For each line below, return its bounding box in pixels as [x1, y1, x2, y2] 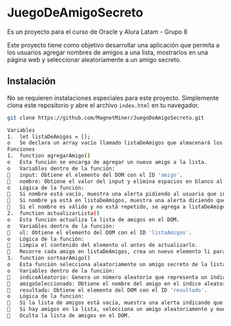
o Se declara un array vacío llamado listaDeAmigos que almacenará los [7, 140, 223, 146]
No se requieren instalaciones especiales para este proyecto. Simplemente [7, 94, 219, 102]
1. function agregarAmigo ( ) [7, 153, 91, 160]
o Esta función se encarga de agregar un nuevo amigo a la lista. [7, 159, 208, 166]
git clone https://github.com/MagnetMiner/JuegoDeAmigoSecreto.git [7, 114, 205, 121]
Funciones [7, 146, 36, 153]
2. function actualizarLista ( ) [7, 210, 100, 217]
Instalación [7, 76, 56, 87]
